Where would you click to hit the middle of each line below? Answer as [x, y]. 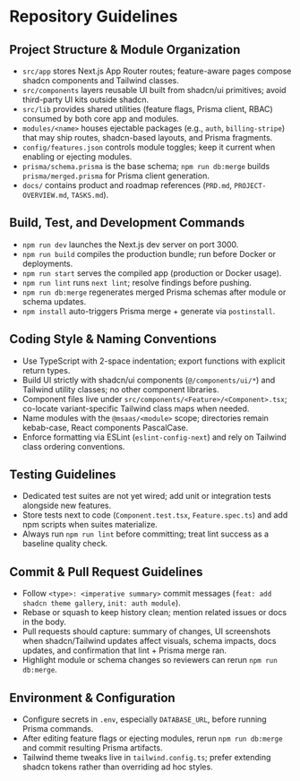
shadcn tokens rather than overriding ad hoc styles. [117, 767]
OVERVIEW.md [44, 195]
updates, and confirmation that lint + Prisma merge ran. [124, 650]
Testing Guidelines [63, 475]
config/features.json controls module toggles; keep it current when [149, 147]
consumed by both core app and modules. [100, 119]
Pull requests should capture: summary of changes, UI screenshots [146, 631]
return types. [46, 370]
